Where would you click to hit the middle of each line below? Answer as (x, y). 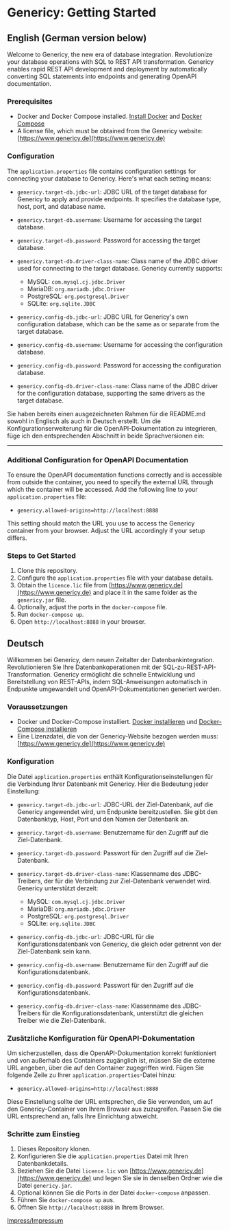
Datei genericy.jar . (44, 1186)
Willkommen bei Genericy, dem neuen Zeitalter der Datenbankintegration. (111, 660)
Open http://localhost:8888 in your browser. (81, 622)
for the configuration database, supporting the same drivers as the (111, 393)
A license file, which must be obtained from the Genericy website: (110, 131)
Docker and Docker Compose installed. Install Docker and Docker (110, 116)
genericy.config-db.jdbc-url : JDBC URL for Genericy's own (102, 317)
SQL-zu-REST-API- (190, 667)
